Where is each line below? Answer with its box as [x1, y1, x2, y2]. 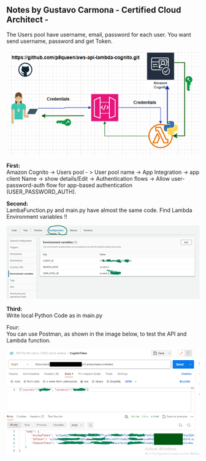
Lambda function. [6, 336, 51, 344]
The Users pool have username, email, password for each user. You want [6, 31, 191, 38]
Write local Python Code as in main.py [6, 312, 103, 319]
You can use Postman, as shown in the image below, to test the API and [6, 330, 187, 337]
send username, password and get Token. [6, 37, 113, 45]
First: [6, 162, 20, 169]
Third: [6, 305, 23, 312]
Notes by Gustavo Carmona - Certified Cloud [6, 5, 181, 15]
